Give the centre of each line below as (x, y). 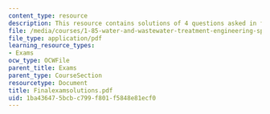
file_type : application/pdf (55, 38)
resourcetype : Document (48, 83)
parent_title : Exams (43, 68)
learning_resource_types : (51, 46)
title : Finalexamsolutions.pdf (61, 90)
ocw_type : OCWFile (39, 61)
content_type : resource (48, 16)
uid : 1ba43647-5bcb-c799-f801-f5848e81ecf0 (82, 98)
